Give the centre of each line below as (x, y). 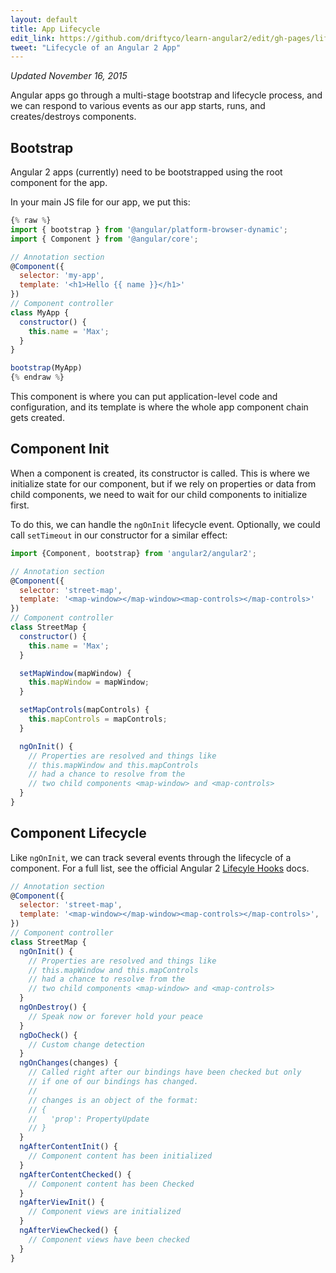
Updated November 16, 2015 (69, 76)
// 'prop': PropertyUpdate (89, 1119)
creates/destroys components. (73, 117)
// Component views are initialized (105, 1212)
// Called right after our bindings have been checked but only (165, 1072)
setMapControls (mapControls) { (84, 710)
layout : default (44, 19)
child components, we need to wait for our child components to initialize (159, 494)
